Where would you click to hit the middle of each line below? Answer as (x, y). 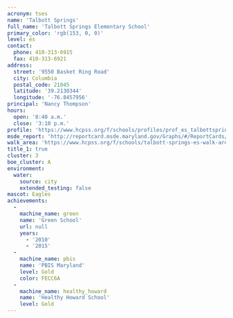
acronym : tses (28, 14)
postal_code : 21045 (42, 85)
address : (20, 65)
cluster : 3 (23, 156)
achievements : (28, 201)
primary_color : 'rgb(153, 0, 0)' (55, 33)
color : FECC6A (40, 278)
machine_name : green (49, 214)
